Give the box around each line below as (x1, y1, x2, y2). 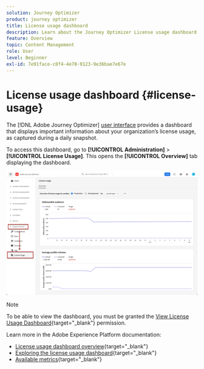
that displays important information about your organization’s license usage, (6, 128, 196, 135)
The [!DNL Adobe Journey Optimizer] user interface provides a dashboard (6, 121, 192, 128)
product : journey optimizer (6, 16, 78, 22)
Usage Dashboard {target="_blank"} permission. (6, 319, 126, 326)
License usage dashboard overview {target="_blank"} (15, 343, 149, 350)
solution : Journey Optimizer (6, 10, 80, 16)
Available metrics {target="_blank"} (15, 356, 102, 363)
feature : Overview (6, 35, 53, 42)
